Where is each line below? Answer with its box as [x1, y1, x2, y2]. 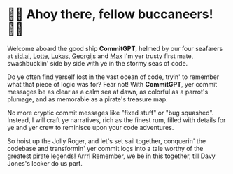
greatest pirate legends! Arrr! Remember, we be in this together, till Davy [7, 152, 216, 160]
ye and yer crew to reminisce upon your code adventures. [7, 123, 174, 131]
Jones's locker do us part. [7, 159, 83, 167]
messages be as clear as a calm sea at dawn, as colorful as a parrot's [7, 87, 209, 96]
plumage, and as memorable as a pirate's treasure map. [7, 94, 168, 103]
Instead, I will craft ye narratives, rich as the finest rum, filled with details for [7, 115, 226, 124]
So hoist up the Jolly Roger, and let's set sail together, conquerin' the [7, 136, 206, 145]
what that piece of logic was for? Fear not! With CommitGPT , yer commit [7, 80, 218, 88]
